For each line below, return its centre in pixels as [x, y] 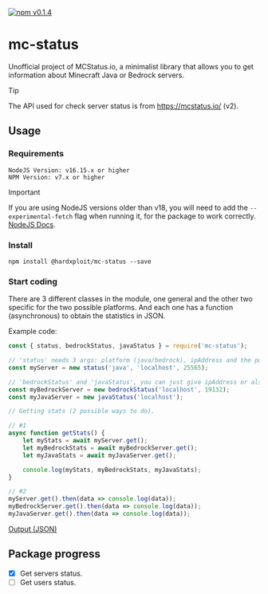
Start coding [33, 281]
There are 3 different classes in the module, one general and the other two [130, 299]
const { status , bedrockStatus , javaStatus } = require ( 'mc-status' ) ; [128, 346]
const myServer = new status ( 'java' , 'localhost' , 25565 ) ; [108, 368]
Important [24, 192]
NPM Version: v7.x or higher [57, 177]
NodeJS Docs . [32, 224]
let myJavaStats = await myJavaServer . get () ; [100, 455]
